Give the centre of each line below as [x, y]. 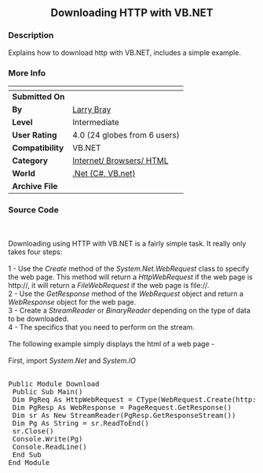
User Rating [35, 135]
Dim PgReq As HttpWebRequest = [72, 400]
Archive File [35, 186]
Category [30, 161]
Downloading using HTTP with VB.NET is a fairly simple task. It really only [127, 244]
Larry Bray [92, 109]
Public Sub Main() [47, 392]
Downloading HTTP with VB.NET [132, 13]
